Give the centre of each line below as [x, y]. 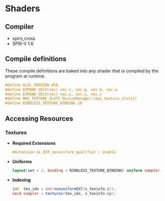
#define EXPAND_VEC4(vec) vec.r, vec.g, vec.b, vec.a [61, 89]
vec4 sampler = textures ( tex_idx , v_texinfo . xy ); [64, 193]
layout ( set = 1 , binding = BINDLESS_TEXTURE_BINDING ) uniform [77, 170]
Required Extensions [34, 143]
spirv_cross [24, 38]
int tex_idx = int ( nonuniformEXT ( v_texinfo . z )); [64, 189]
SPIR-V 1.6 [23, 44]
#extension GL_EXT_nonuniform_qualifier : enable [64, 152]
